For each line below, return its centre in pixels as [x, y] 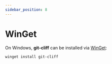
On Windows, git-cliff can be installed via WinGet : [56, 48]
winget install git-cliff [32, 57]
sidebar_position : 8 [26, 10]
